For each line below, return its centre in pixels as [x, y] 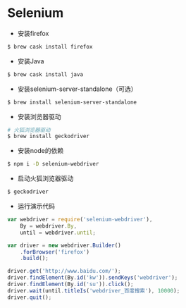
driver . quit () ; [30, 297]
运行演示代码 [36, 207]
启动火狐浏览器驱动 [45, 178]
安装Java [31, 61]
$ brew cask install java [45, 74]
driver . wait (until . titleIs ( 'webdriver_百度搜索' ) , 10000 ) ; [94, 290]
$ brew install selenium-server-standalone [72, 102]
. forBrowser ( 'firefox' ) [55, 252]
